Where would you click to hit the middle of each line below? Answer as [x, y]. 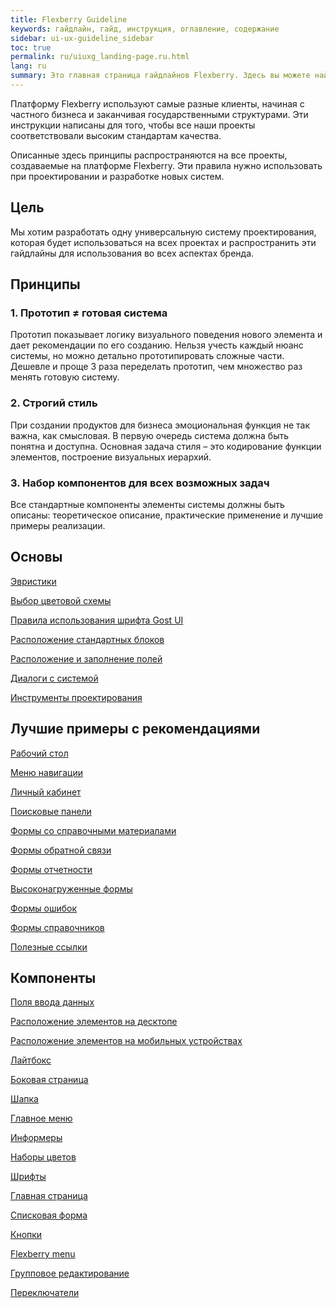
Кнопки [26, 1235]
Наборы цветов [43, 1157]
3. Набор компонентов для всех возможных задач [140, 483]
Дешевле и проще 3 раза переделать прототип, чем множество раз [156, 367]
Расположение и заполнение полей [86, 658]
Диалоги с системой [54, 678]
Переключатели [45, 1293]
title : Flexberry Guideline [69, 19]
